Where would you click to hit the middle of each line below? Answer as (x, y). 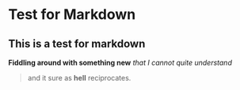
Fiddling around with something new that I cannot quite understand (120, 62)
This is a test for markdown (77, 44)
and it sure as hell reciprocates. (79, 78)
